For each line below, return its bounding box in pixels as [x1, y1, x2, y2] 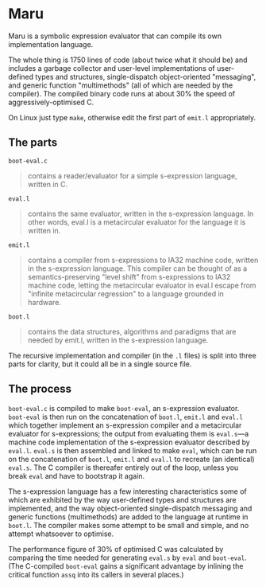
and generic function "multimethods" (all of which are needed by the [8, 80, 233, 90]
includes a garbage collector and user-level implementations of [8, 63, 216, 72]
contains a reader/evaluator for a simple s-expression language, [27, 170, 237, 180]
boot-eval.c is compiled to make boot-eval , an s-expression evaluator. [8, 403, 240, 413]
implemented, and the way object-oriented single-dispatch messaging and [8, 503, 253, 513]
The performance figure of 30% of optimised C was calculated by [8, 544, 224, 554]
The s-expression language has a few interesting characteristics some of [8, 487, 248, 496]
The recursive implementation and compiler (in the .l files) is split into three [8, 350, 256, 360]
